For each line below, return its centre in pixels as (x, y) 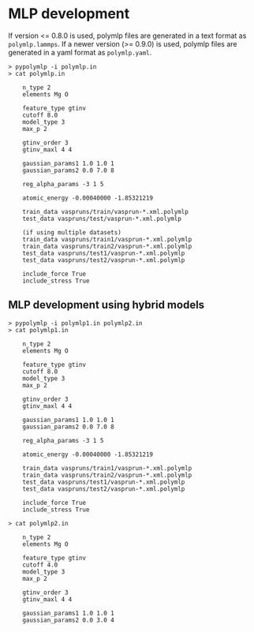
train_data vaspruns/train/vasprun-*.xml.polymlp (106, 211)
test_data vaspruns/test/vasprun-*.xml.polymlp (102, 219)
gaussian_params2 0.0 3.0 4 (68, 620)
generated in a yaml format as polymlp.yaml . (80, 52)
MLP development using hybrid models (106, 305)
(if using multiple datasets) (72, 232)
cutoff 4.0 (40, 565)
